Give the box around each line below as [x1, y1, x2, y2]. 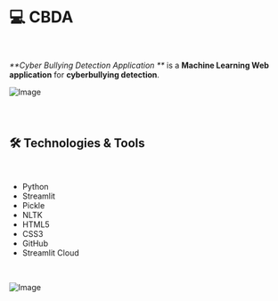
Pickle [21, 199, 45, 210]
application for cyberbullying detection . [9, 69, 160, 80]
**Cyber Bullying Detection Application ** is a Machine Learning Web [9, 60, 270, 70]
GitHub [21, 238, 49, 248]
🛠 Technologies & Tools [9, 135, 145, 151]
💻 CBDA [9, 7, 74, 28]
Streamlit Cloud [21, 247, 79, 258]
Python [21, 181, 49, 191]
